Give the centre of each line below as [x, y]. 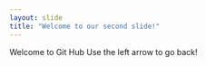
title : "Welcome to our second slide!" [85, 26]
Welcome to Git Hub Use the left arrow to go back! [103, 52]
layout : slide [36, 18]
